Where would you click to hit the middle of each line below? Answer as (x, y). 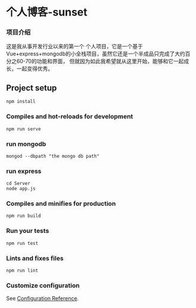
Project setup (32, 88)
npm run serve (24, 129)
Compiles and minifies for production (61, 204)
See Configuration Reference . (42, 298)
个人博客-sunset (47, 12)
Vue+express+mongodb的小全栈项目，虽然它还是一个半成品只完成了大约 (96, 54)
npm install (21, 102)
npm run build (24, 216)
